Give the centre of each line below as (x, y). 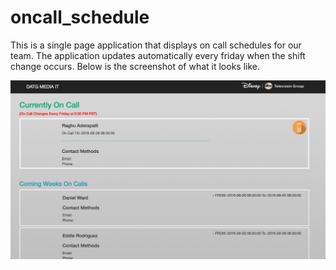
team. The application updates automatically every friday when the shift (158, 55)
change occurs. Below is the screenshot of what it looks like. (135, 66)
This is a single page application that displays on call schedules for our (156, 45)
